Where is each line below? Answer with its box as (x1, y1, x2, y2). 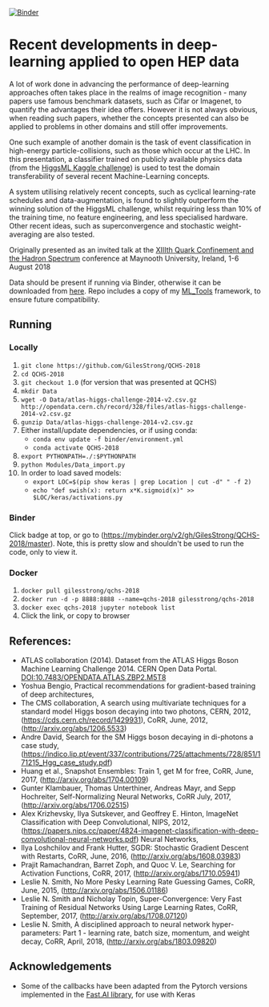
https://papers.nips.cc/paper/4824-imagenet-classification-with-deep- (23, 826, 259, 835)
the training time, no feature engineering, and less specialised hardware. (9, 212, 248, 222)
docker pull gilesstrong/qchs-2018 (20, 587, 140, 595)
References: (9, 634, 71, 648)
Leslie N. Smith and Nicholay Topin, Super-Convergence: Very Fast (20, 894, 243, 904)
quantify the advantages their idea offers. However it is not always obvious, (9, 104, 259, 114)
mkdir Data (20, 387, 58, 395)
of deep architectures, (20, 690, 94, 699)
